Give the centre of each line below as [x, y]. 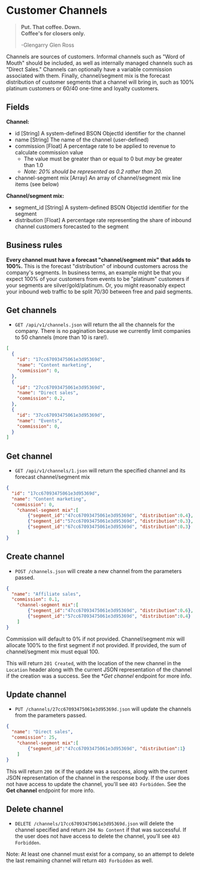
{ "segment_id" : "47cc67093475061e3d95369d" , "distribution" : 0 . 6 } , [111, 611]
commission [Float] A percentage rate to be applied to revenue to [95, 146]
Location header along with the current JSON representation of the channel [99, 669]
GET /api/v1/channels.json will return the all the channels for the [95, 325]
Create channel [35, 557]
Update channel [36, 695]
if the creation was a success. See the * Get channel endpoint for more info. [99, 676]
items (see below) [37, 184]
